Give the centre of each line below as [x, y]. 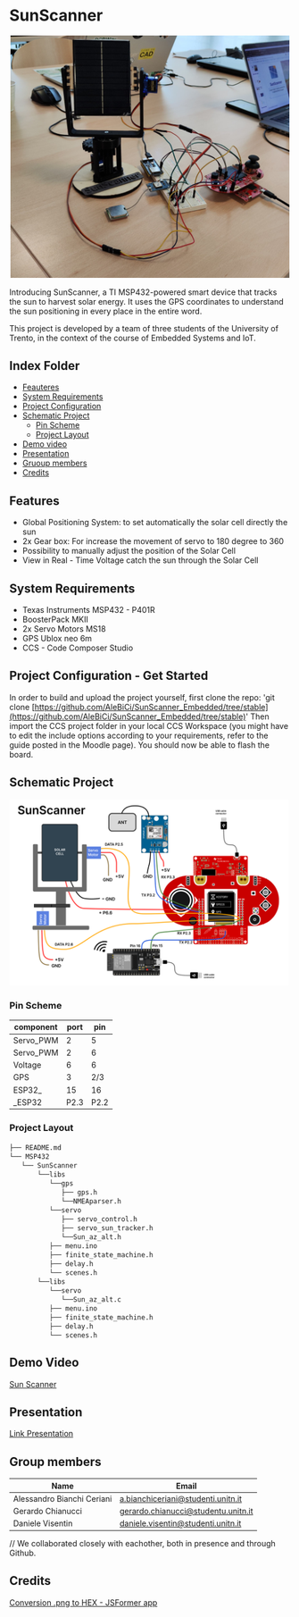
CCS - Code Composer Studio [78, 648]
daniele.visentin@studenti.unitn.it [180, 1523]
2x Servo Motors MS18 [64, 628]
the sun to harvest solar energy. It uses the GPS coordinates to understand [146, 301]
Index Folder [45, 366]
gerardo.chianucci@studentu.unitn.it [186, 1512]
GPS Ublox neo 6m [57, 638]
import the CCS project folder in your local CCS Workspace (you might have [149, 725]
